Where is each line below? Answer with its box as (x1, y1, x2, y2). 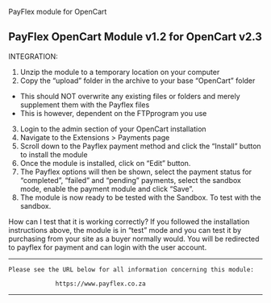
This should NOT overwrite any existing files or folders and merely (19, 91, 240, 101)
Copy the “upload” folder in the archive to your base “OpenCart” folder (19, 76, 256, 85)
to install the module (19, 149, 88, 160)
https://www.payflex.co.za (55, 280, 147, 288)
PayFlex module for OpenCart (8, 7, 107, 16)
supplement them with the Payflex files (19, 100, 150, 110)
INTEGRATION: (8, 52, 58, 61)
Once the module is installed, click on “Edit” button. (19, 158, 191, 168)
